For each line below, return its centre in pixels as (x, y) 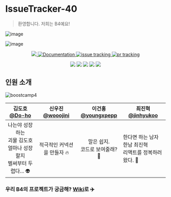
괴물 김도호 (20, 140)
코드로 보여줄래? (99, 149)
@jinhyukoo (143, 115)
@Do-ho (20, 115)
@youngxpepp (99, 115)
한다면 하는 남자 (141, 137)
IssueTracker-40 (41, 9)
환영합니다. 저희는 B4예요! (44, 24)
